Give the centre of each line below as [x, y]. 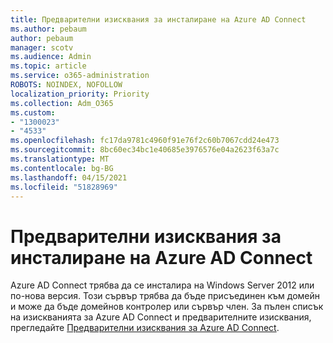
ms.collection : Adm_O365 [62, 103]
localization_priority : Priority [80, 94]
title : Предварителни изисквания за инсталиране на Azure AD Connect [158, 19]
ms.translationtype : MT [60, 159]
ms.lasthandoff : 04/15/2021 [69, 177]
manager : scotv [42, 47]
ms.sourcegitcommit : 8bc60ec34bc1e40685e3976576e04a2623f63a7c [145, 150]
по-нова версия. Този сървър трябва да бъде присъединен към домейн [165, 296]
